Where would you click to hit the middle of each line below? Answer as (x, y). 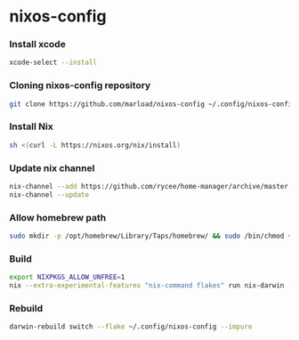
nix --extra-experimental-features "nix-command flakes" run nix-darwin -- (153, 286)
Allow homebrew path (58, 217)
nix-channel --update (49, 194)
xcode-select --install (53, 63)
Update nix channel (52, 168)
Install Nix (31, 126)
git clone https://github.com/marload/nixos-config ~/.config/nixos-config (153, 104)
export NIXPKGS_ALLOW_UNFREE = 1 (67, 278)
